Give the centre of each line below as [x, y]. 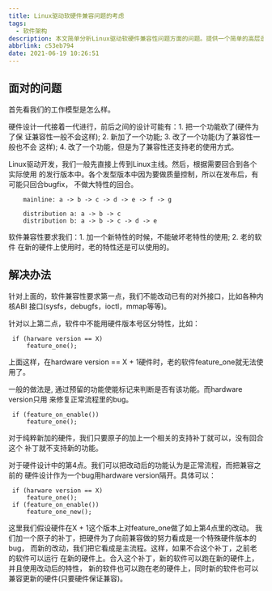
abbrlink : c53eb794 [41, 46]
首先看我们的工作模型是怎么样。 [62, 109]
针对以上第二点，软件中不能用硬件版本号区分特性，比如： [104, 323]
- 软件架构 [32, 31]
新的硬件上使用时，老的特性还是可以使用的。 [99, 247]
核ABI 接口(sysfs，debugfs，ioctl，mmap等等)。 [90, 306]
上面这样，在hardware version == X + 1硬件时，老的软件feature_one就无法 [132, 362]
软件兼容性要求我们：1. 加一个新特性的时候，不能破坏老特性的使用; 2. [123, 236]
